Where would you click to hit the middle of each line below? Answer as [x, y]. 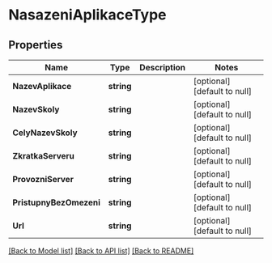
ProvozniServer [43, 179]
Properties [36, 45]
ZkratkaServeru [44, 156]
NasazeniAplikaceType [88, 15]
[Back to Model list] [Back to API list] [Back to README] [101, 251]
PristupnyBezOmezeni [57, 202]
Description [163, 68]
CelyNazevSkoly [45, 133]
